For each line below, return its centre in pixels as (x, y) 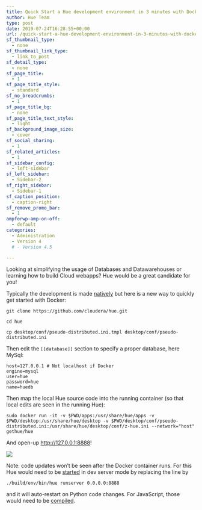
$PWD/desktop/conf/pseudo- (145, 421)
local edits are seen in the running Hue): (56, 405)
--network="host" (173, 426)
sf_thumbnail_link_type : (37, 51)
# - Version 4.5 (32, 247)
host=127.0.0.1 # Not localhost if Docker (60, 366)
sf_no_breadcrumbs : (31, 96)
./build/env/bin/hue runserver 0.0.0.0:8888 (63, 483)
